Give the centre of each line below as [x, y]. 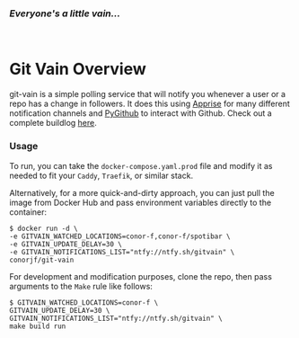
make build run [38, 326]
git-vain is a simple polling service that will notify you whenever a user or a [147, 94]
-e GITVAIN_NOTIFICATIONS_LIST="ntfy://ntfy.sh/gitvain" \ [122, 252]
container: [28, 212]
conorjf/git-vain [42, 260]
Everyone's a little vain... [65, 13]
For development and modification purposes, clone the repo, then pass [141, 276]
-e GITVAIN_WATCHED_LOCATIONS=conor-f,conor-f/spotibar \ [120, 236]
